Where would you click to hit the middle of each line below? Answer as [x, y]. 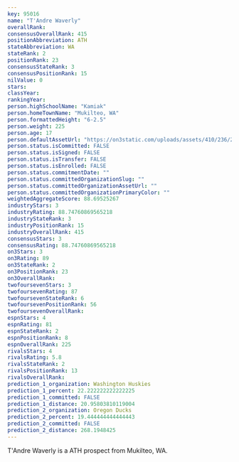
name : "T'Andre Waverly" [44, 21]
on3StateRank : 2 [31, 265]
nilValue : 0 [25, 80]
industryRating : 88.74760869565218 [60, 213]
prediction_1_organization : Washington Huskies [79, 384]
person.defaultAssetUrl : [44, 139]
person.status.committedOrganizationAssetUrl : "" [83, 186]
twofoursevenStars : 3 [39, 285]
